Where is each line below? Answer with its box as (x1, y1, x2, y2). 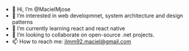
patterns (11, 19, 33, 25)
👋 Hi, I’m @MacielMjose (11, 6, 71, 13)
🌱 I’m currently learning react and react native (11, 25, 125, 32)
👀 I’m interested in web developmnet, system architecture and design (11, 12, 184, 19)
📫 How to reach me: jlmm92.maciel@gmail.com (11, 38, 131, 45)
